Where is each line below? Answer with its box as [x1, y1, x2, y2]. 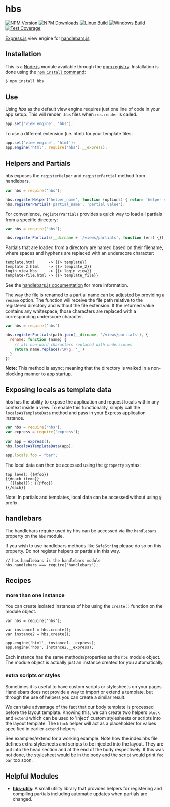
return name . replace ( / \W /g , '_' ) [14, 347, 85, 352]
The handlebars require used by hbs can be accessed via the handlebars [5, 527, 157, 534]
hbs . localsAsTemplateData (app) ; [5, 443, 73, 449]
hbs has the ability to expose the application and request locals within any [5, 399, 159, 405]
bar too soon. [5, 757, 33, 763]
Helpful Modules [5, 772, 59, 781]
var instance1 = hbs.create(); [5, 627, 71, 633]
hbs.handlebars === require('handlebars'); [5, 563, 99, 568]
